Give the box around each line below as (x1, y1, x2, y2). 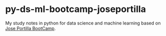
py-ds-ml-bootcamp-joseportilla (5, 3, 146, 15)
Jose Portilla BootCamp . (5, 25, 56, 31)
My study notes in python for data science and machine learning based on (5, 20, 161, 26)
